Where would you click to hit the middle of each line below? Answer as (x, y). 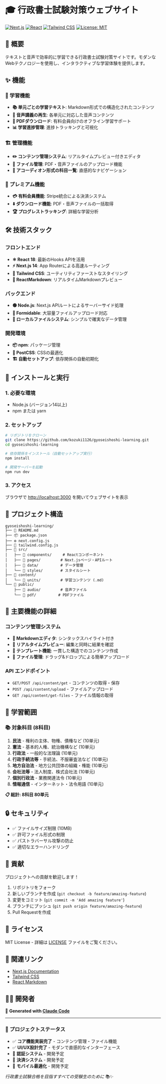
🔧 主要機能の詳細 (31, 611)
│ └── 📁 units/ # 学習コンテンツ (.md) (55, 580)
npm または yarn (29, 411)
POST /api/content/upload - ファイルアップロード (63, 689)
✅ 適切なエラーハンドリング (41, 847)
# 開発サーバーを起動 (24, 467)
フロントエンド (23, 248)
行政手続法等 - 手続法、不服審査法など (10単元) (60, 759)
